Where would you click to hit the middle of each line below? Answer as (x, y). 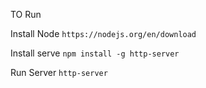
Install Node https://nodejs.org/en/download (103, 33)
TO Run (26, 14)
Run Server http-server (59, 72)
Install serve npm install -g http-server (95, 53)
